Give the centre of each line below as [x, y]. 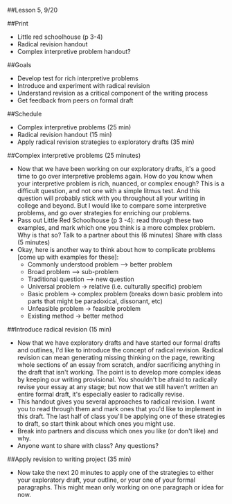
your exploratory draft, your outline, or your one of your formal [106, 480]
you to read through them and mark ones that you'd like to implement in [119, 409]
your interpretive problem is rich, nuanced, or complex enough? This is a [121, 183]
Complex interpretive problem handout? [74, 52]
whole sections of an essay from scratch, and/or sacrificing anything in [118, 365]
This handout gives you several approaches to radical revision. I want [116, 402]
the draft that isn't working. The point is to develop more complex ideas [119, 372]
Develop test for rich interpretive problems [78, 78]
